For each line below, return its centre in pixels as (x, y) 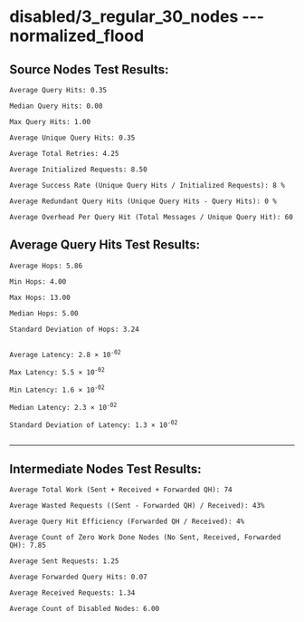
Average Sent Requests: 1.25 (64, 561)
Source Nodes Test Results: (89, 69)
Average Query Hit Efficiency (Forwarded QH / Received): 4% (127, 522)
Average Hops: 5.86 (46, 266)
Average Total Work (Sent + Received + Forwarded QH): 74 (121, 490)
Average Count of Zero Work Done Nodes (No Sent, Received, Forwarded (145, 538)
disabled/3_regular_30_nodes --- (137, 17)
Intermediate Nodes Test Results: (105, 469)
